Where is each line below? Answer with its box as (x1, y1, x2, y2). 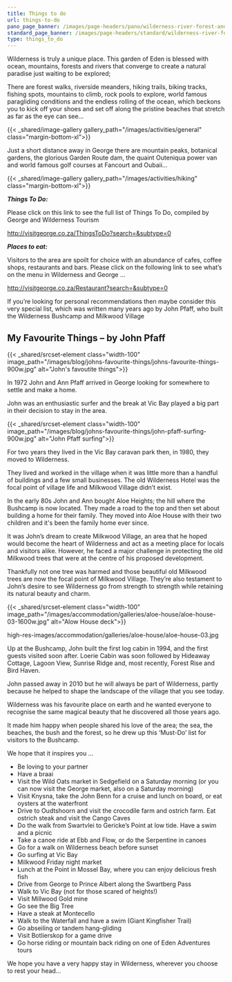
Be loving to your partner (17, 762, 88, 771)
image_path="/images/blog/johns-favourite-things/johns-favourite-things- (7, 357, 220, 366)
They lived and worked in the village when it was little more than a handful (7, 468, 218, 476)
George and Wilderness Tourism (7, 215, 99, 224)
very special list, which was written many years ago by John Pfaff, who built (7, 305, 223, 313)
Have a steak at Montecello (17, 909, 95, 917)
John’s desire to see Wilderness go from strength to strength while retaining (7, 581, 223, 590)
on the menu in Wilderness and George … (7, 271, 126, 279)
